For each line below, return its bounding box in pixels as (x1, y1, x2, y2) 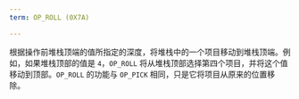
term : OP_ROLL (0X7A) (9, 12, 90, 22)
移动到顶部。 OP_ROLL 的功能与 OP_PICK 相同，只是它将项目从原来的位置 (9, 69, 268, 79)
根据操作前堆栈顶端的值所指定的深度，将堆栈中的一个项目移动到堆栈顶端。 (9, 46, 283, 57)
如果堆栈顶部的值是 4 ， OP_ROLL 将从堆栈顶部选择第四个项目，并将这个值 (24, 57, 288, 68)
